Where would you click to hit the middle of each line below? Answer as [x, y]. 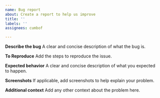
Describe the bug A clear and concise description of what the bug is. [75, 47]
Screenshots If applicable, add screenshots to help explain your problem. [80, 81]
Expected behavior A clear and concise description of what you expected [80, 66]
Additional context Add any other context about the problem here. [73, 90]
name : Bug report [23, 10]
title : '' [15, 19]
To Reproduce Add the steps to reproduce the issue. [59, 56]
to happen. [16, 71]
